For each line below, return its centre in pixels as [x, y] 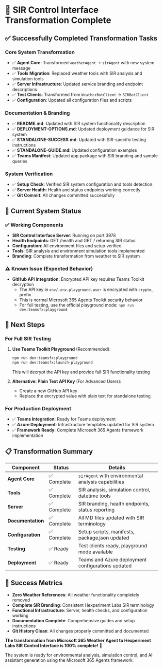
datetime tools [95, 496]
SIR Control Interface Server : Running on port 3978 [64, 235]
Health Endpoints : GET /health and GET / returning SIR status [74, 241]
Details [117, 468]
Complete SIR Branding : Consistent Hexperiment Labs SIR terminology [83, 605]
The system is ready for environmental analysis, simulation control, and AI [79, 655]
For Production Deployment [38, 408]
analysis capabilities [101, 482]
